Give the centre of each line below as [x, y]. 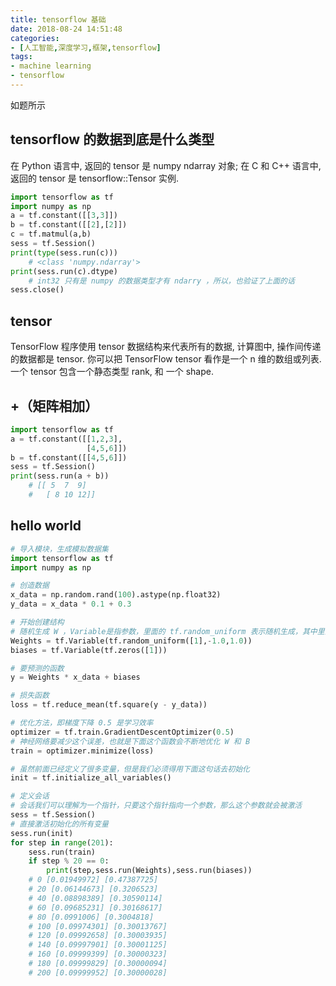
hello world [46, 526]
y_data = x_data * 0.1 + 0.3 [71, 604]
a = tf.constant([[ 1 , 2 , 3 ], [66, 439]
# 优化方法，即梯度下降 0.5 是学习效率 [82, 723]
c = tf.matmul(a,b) [51, 234]
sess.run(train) [62, 852]
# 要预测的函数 [37, 668]
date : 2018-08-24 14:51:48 [66, 29]
